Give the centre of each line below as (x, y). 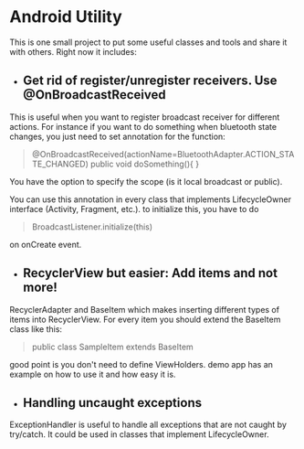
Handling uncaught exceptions (112, 403)
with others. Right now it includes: (73, 51)
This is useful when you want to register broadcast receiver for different (145, 117)
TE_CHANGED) (60, 164)
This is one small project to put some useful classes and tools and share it (148, 42)
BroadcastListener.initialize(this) (92, 227)
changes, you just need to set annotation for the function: (117, 136)
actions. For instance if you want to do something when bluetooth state (143, 126)
